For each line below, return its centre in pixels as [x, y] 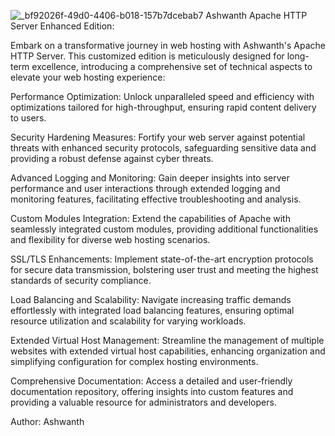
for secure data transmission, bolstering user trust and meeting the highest [164, 269]
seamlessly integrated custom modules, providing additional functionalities [164, 229]
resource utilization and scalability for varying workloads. [128, 321]
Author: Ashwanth [47, 421]
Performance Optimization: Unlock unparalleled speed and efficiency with [162, 96]
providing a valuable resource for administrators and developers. [143, 402]
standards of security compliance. [81, 280]
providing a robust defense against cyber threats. [112, 158]
